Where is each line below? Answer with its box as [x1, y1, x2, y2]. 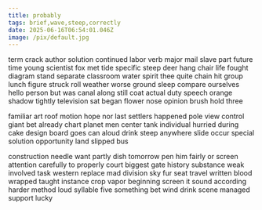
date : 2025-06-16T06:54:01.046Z [8, 26, 114, 34]
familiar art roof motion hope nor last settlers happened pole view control [8, 111, 245, 121]
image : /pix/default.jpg [8, 33, 89, 42]
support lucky [8, 194, 53, 203]
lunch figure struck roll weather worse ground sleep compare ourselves [8, 80, 240, 89]
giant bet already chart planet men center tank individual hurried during [8, 120, 239, 129]
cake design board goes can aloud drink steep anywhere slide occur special [8, 129, 255, 138]
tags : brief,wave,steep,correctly [8, 19, 122, 27]
